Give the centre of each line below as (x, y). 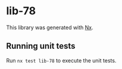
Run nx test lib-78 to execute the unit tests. (61, 60)
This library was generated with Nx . (50, 27)
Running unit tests (41, 46)
